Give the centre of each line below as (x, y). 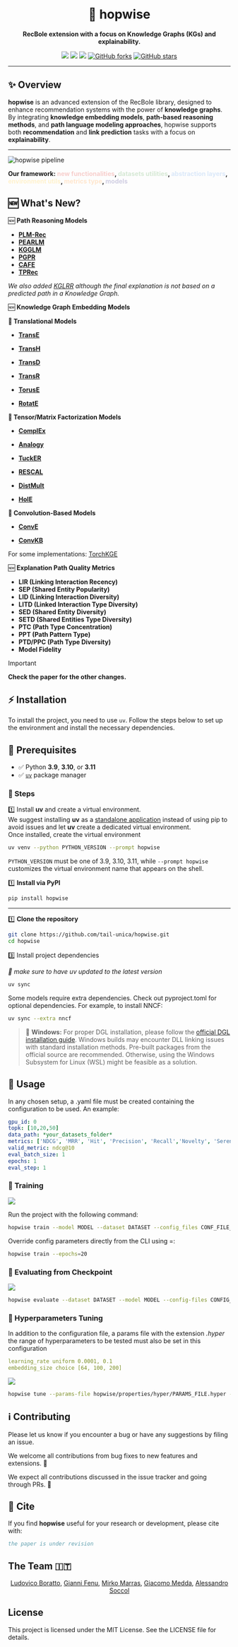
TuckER (30, 458)
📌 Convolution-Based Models (52, 512)
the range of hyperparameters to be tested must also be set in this (105, 1341)
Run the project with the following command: (73, 1214)
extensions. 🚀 (28, 1463)
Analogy (31, 444)
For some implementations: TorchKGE (63, 553)
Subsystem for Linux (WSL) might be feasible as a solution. (111, 1062)
